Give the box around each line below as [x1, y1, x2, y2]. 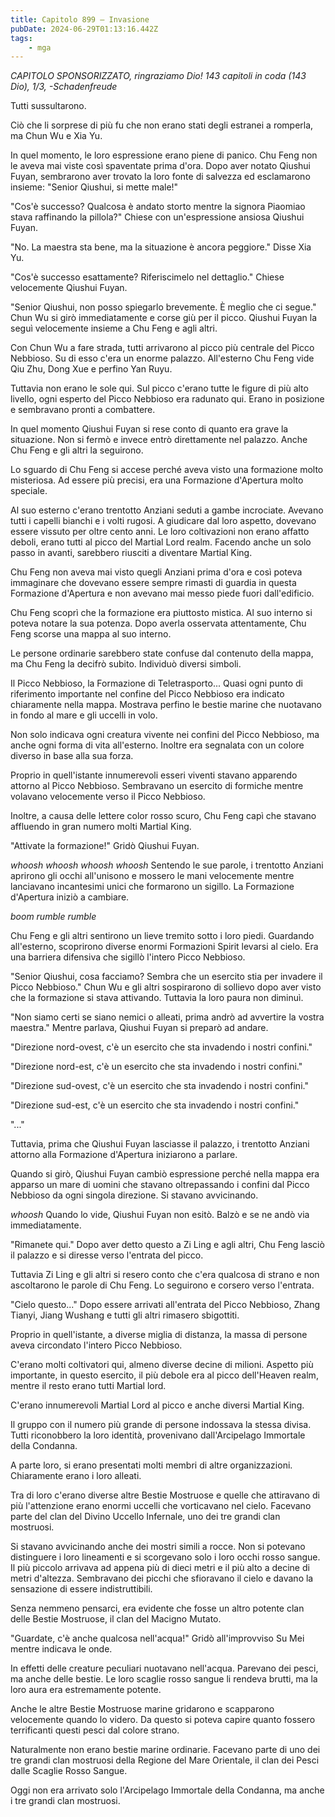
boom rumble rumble [10, 911, 97, 923]
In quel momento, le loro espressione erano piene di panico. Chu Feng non [10, 149, 318, 161]
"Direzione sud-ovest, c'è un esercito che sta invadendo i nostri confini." [10, 1080, 309, 1092]
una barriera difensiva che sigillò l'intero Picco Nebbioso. [10, 951, 246, 963]
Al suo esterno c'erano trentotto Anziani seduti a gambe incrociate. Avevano [10, 504, 324, 516]
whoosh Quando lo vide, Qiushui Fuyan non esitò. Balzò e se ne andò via [10, 1209, 310, 1221]
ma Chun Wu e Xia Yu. [10, 130, 103, 142]
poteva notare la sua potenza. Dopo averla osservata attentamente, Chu [10, 617, 307, 630]
